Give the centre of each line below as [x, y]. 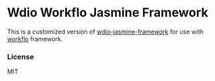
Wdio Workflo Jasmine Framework [108, 13]
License [21, 56]
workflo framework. [35, 38]
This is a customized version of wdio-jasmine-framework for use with [105, 32]
